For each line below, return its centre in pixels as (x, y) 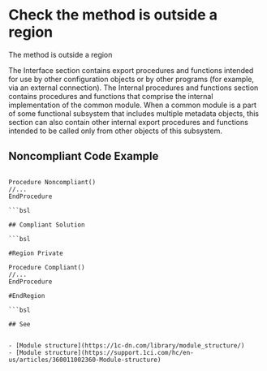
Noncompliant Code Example (84, 156)
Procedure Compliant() (47, 267)
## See (19, 324)
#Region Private (36, 253)
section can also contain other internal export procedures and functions (129, 122)
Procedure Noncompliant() (52, 182)
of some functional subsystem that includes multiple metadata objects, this (134, 113)
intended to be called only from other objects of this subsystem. (116, 131)
